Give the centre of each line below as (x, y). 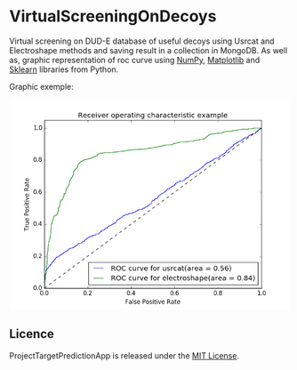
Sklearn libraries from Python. (64, 69)
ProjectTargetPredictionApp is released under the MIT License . (124, 355)
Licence (32, 334)
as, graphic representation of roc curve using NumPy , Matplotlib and (135, 60)
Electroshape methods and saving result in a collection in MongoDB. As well (148, 50)
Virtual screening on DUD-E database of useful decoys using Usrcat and (142, 41)
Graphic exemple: (41, 86)
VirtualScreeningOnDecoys (113, 16)
